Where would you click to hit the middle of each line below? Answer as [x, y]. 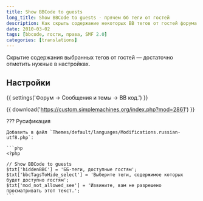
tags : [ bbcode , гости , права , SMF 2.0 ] [57, 35]
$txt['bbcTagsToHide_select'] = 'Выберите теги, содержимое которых [95, 175]
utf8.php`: [20, 137]
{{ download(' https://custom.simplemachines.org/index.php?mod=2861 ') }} [101, 109]
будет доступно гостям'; [38, 180]
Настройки [28, 83]
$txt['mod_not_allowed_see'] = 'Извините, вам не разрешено [84, 185]
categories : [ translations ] [42, 40]
